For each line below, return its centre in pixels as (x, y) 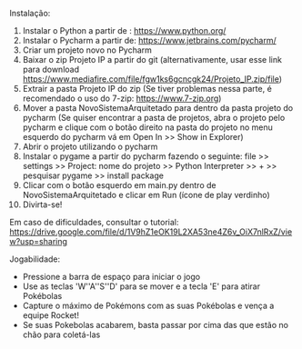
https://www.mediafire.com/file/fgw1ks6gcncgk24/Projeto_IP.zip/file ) (152, 79)
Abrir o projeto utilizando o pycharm (90, 146)
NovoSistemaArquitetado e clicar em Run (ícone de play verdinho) (146, 195)
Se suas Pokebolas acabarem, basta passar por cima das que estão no (156, 325)
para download (51, 69)
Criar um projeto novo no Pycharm (87, 50)
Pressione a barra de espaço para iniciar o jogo (111, 277)
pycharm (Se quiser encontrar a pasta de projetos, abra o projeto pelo (154, 118)
